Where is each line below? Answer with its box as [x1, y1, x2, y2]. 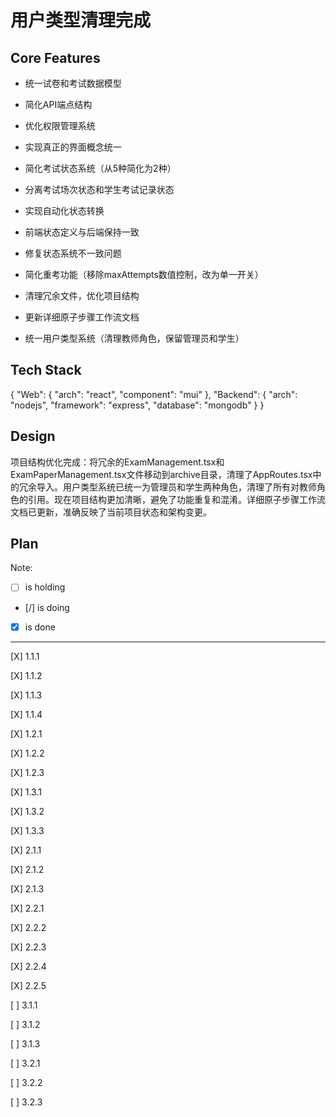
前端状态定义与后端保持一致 [24, 226, 140, 238]
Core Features [10, 49, 101, 66]
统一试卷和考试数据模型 [24, 77, 122, 89]
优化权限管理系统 [24, 120, 96, 131]
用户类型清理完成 [10, 9, 152, 32]
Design [10, 428, 56, 445]
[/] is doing [24, 601, 70, 613]
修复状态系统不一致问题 [24, 247, 122, 259]
